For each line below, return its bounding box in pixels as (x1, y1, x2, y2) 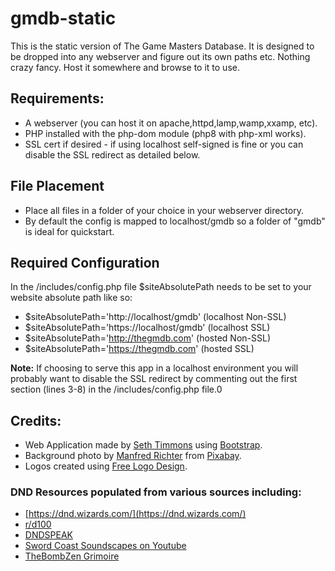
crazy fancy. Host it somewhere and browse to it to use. (10, 61, 240, 73)
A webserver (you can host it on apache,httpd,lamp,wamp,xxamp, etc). (24, 117, 318, 129)
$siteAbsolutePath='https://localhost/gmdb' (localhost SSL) (24, 322, 271, 334)
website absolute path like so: (10, 292, 133, 304)
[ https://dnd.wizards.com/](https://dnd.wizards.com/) (24, 508, 247, 520)
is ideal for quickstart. (24, 225, 115, 237)
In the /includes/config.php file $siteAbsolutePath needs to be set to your (10, 281, 312, 293)
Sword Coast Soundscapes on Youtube (24, 540, 187, 552)
